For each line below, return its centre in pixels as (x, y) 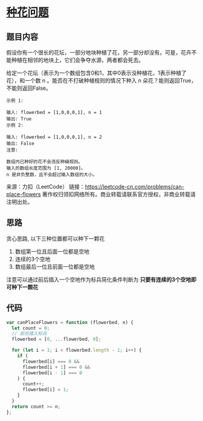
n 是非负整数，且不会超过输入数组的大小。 (52, 175)
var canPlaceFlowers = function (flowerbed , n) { (70, 322)
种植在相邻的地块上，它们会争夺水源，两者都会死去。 (77, 60)
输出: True (19, 119)
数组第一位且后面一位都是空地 (52, 251)
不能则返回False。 (29, 88)
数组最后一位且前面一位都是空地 (55, 266)
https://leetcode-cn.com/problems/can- (134, 187)
